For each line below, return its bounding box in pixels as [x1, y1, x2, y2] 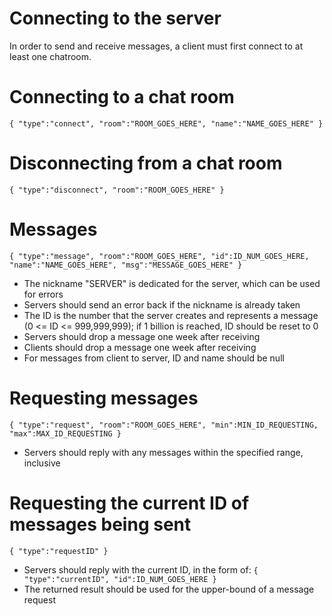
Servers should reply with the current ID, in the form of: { [23, 563, 259, 576]
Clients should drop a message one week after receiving [23, 341, 257, 353]
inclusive [23, 457, 61, 469]
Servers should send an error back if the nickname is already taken [23, 298, 301, 311]
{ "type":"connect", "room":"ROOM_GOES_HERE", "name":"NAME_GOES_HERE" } [9, 118, 324, 129]
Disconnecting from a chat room [9, 152, 283, 175]
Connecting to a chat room [9, 86, 235, 109]
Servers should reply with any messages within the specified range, [23, 446, 304, 458]
